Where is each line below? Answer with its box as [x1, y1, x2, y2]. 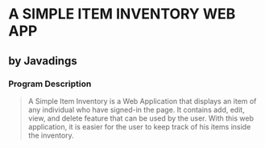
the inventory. [27, 130, 74, 140]
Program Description [8, 78, 92, 89]
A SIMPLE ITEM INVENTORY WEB [8, 5, 236, 23]
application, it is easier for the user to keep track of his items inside [27, 121, 251, 131]
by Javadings [8, 54, 78, 68]
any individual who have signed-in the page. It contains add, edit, [27, 105, 246, 114]
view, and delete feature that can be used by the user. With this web [27, 113, 254, 123]
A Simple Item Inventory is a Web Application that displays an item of [27, 96, 257, 105]
